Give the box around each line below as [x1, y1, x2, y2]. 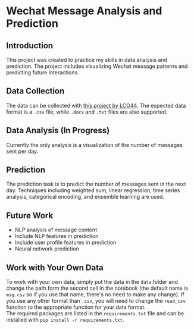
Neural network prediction [14, 245, 79, 252]
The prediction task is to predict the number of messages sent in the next [6, 180, 186, 188]
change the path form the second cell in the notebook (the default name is [6, 284, 189, 292]
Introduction [6, 40, 54, 51]
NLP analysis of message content [14, 226, 97, 233]
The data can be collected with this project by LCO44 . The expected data [6, 102, 186, 109]
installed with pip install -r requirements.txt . [6, 317, 124, 324]
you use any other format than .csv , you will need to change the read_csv [6, 297, 186, 305]
